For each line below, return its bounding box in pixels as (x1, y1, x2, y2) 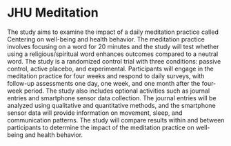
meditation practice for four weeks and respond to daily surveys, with (7, 71, 205, 80)
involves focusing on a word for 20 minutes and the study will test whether (7, 42, 219, 51)
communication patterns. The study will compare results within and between (7, 116, 225, 124)
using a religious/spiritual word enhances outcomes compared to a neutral (7, 50, 219, 58)
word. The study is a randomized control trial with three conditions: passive (7, 57, 221, 65)
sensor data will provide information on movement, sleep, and (7, 109, 183, 117)
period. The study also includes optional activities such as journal (23, 86, 210, 95)
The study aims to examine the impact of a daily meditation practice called (7, 28, 219, 36)
